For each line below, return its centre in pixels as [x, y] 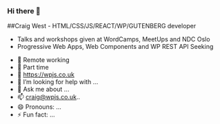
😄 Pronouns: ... [39, 107]
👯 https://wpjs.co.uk [46, 74]
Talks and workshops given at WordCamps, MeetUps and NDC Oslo [113, 39]
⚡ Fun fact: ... [36, 115]
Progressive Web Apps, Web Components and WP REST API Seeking [115, 47]
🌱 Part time [33, 68]
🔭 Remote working [43, 60]
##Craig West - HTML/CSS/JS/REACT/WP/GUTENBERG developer [102, 26]
